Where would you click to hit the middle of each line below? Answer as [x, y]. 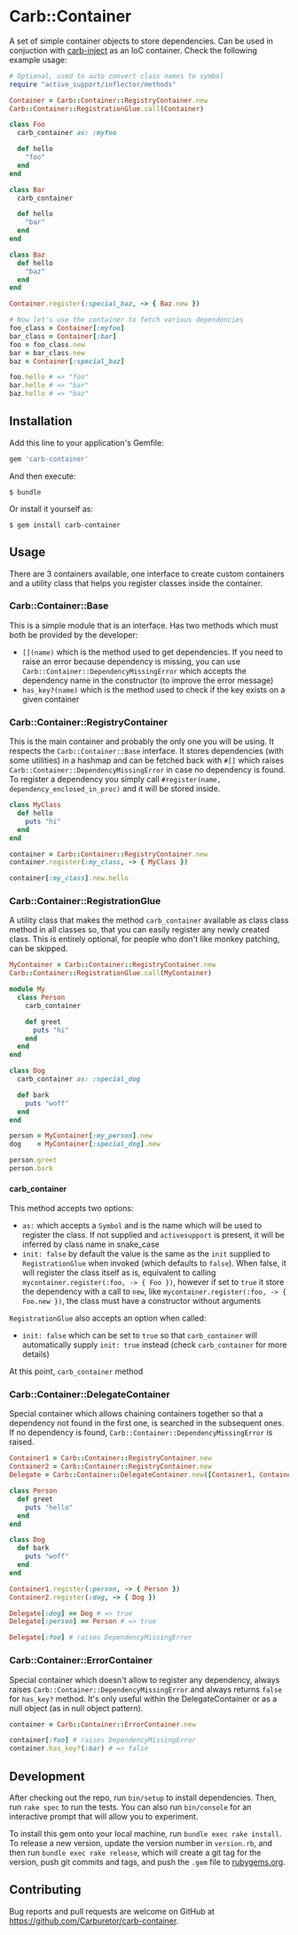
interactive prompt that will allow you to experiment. [104, 1816]
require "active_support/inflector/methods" [93, 84]
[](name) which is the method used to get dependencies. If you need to [153, 652]
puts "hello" [49, 1507]
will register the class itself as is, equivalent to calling [119, 1273]
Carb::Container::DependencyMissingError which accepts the [134, 670]
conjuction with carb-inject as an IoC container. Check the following [133, 50]
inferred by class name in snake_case [90, 1244]
